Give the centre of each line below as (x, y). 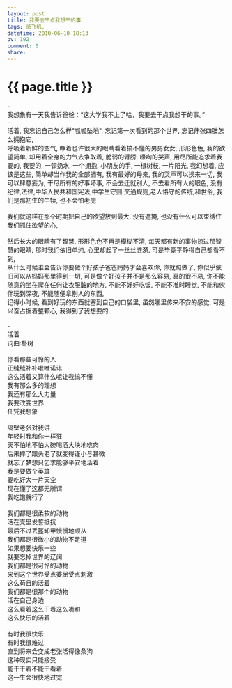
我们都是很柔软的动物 (38, 513)
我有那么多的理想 (32, 385)
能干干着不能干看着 (35, 669)
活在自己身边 (25, 600)
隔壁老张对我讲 (29, 427)
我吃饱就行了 (25, 497)
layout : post (26, 14)
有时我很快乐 (25, 634)
